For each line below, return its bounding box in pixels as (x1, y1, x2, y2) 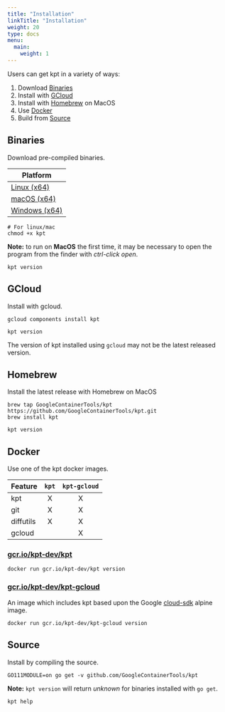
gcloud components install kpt (7, 315, 100, 323)
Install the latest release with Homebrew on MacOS (7, 387, 158, 396)
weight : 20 (7, 23, 40, 31)
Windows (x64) (11, 205, 63, 215)
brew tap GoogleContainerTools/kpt (7, 402, 113, 409)
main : (13, 43, 31, 51)
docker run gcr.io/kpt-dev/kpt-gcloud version (7, 619, 148, 627)
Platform (21, 170, 52, 180)
